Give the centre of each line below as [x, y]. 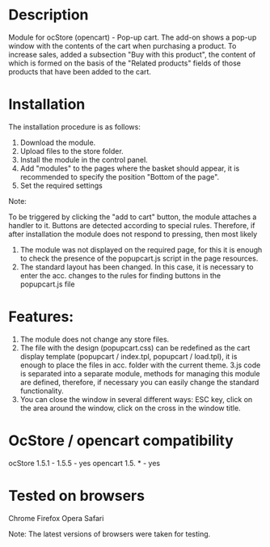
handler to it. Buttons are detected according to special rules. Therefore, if [132, 225]
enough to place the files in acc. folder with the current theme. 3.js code [140, 365]
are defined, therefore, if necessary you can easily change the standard [139, 382]
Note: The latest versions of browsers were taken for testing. [110, 534]
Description [49, 15]
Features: [41, 317]
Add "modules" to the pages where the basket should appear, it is [130, 168]
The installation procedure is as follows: [75, 126]
